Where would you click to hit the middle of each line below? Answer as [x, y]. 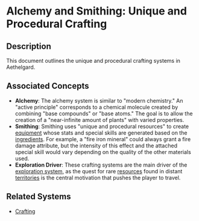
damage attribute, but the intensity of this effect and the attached [96, 146]
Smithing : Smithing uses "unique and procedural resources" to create [102, 126]
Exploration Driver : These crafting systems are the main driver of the [101, 165]
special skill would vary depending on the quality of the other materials [103, 152]
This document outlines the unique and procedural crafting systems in [93, 61]
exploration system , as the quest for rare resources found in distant [99, 171]
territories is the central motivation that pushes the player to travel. [98, 178]
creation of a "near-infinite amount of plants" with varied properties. [99, 120]
